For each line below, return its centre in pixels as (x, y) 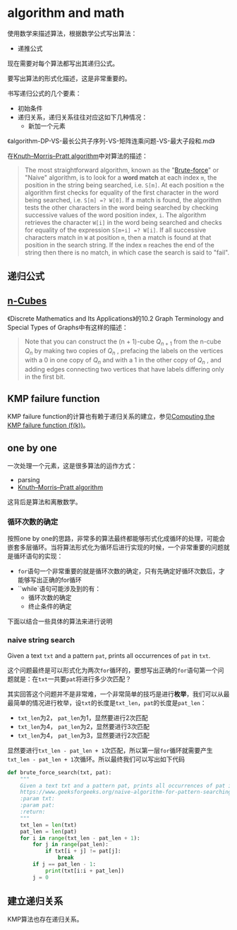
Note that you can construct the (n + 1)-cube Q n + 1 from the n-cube (123, 342)
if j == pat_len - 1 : (65, 864)
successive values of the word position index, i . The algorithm (115, 215)
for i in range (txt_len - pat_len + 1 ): (80, 838)
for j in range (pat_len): (71, 845)
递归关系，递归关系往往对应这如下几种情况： (83, 117)
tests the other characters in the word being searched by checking (121, 207)
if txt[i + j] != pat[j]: (83, 851)
